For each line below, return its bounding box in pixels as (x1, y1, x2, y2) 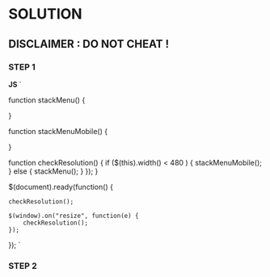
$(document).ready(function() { (8, 182, 113, 191)
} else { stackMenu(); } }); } (8, 166, 99, 176)
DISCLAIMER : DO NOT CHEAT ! (8, 37, 170, 51)
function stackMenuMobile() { (8, 126, 108, 136)
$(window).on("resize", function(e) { (8, 212, 139, 220)
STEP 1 (8, 61, 36, 73)
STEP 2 (8, 260, 38, 271)
